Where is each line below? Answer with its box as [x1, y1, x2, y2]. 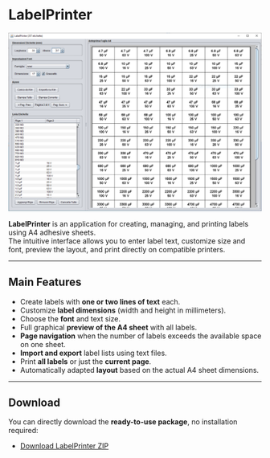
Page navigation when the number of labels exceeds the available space [19, 331, 262, 341]
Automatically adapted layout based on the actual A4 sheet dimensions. [19, 365, 260, 374]
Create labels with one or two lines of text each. [19, 296, 181, 306]
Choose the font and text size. [19, 313, 121, 323]
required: [8, 426, 39, 436]
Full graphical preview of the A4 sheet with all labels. [19, 322, 198, 332]
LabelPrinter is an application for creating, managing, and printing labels [8, 219, 249, 228]
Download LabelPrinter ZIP [19, 441, 109, 451]
